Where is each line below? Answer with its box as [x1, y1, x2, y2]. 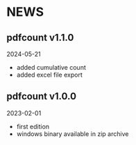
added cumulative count [16, 64, 86, 71]
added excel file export [16, 70, 83, 79]
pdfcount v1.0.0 [6, 90, 77, 102]
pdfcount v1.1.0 [6, 32, 74, 43]
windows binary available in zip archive [16, 129, 129, 138]
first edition [16, 122, 50, 130]
